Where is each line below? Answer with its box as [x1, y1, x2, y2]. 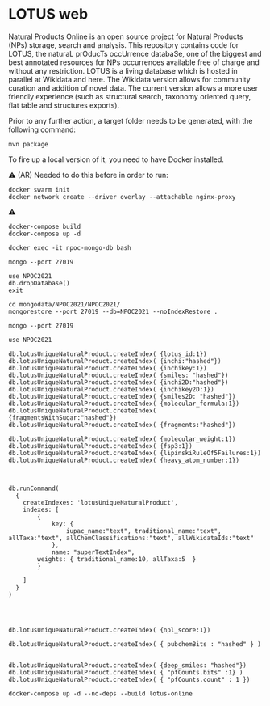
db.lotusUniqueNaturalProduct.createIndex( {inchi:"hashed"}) [8, 357, 222, 365]
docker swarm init [8, 185, 70, 194]
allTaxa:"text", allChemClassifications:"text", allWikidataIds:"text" [8, 534, 254, 542]
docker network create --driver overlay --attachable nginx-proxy [8, 192, 236, 201]
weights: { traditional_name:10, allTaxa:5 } [37, 555, 197, 563]
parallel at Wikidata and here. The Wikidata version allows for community [8, 74, 251, 84]
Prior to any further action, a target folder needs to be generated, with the [8, 116, 253, 125]
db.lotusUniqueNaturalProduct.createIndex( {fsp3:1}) [8, 442, 193, 450]
